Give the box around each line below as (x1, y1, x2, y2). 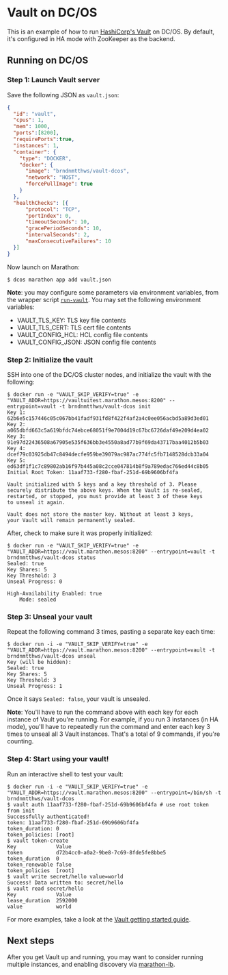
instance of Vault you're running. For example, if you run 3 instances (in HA (7, 715, 218, 724)
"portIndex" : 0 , (25, 212, 72, 219)
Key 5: (7, 457, 26, 464)
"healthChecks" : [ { (13, 199, 69, 206)
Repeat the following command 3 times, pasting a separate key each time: (7, 628, 215, 636)
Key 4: (7, 445, 26, 452)
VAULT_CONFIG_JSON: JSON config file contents (16, 338, 156, 346)
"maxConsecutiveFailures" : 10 (25, 238, 111, 245)
